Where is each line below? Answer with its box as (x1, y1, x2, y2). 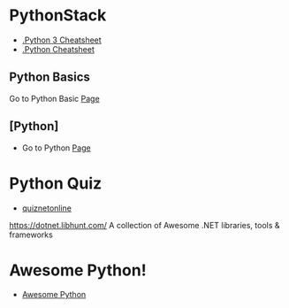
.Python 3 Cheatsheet (21, 35, 102, 45)
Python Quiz (9, 173, 103, 193)
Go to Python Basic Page (9, 93, 100, 104)
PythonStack (9, 5, 107, 26)
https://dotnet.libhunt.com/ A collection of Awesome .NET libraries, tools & (9, 219, 280, 230)
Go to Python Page (21, 142, 91, 153)
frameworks (9, 229, 53, 240)
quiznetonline (21, 203, 72, 213)
